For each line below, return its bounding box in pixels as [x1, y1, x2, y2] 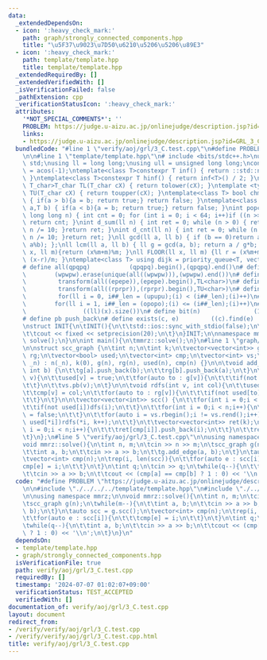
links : [22, 130, 44, 138]
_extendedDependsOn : [15, 19, 83, 27]
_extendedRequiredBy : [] [15, 71, 98, 79]
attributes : [15, 108, 56, 116]
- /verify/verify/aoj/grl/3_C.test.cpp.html [8, 633, 158, 641]
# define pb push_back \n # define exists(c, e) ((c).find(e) [22, 315, 254, 323]
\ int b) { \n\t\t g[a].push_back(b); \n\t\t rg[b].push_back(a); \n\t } [22, 367, 250, 375]
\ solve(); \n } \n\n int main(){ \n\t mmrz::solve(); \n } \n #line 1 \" [22, 337, 240, 345]
